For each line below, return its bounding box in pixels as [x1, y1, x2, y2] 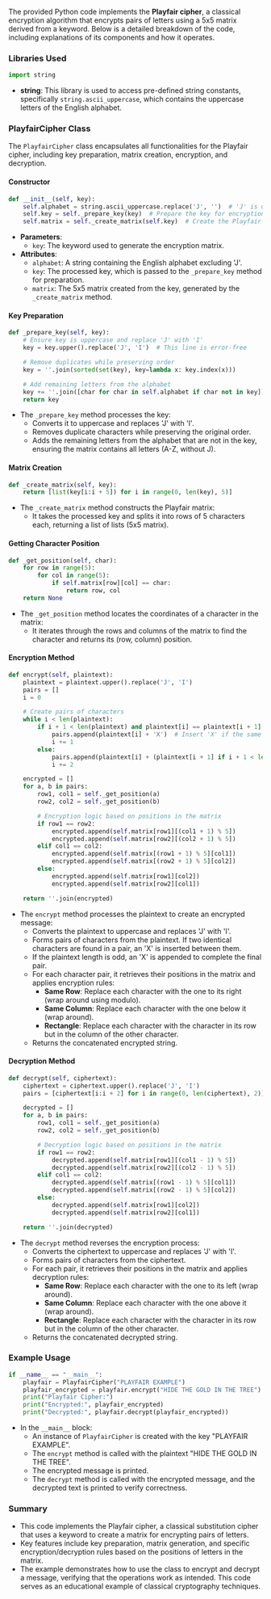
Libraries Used [8, 53, 67, 64]
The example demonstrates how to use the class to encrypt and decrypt [19, 1564, 261, 1574]
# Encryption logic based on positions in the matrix [37, 812, 222, 820]
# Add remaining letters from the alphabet [23, 380, 172, 389]
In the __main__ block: [19, 1423, 93, 1433]
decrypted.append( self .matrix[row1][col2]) [51, 1201, 200, 1209]
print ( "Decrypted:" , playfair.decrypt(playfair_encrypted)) [23, 1408, 229, 1416]
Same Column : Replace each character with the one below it [44, 1004, 247, 1013]
